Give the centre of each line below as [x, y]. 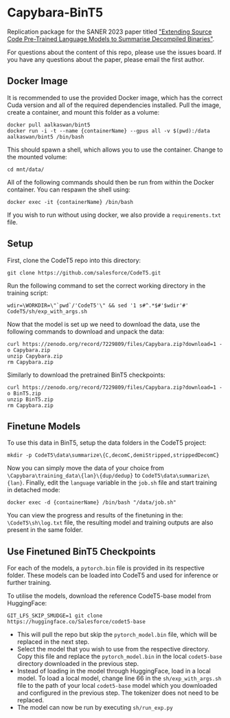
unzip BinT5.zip [30, 399]
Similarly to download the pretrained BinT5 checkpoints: [87, 375]
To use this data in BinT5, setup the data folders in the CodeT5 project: [107, 443]
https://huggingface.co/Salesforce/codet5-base [77, 622]
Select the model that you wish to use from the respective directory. [113, 649]
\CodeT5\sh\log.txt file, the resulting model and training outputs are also [110, 522]
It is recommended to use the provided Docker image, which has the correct [115, 97]
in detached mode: [34, 490]
